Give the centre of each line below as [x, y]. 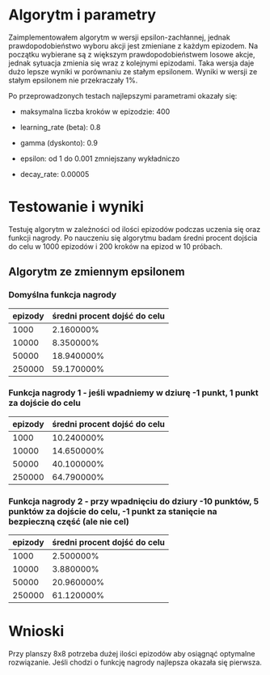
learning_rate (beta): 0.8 [60, 127]
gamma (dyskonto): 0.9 [59, 142]
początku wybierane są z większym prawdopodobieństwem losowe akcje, [132, 54]
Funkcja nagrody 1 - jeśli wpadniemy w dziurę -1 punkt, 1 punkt [133, 393]
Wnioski [36, 631]
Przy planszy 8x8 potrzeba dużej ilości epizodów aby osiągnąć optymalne [132, 654]
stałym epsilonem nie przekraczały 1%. [73, 80]
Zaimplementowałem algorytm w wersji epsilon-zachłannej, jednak [119, 37]
